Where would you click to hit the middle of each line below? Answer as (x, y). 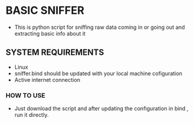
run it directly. (31, 115)
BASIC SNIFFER (45, 11)
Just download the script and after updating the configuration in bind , (102, 108)
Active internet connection (47, 79)
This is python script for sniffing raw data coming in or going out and (99, 27)
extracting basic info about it (50, 33)
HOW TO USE (26, 95)
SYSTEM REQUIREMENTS (55, 53)
